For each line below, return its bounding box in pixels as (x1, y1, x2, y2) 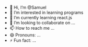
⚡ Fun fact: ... (9, 37, 36, 43)
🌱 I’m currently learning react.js (9, 15, 73, 20)
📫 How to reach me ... (9, 25, 55, 31)
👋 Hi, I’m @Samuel (9, 5, 47, 10)
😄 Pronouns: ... (9, 32, 41, 38)
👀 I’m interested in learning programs (9, 10, 84, 15)
